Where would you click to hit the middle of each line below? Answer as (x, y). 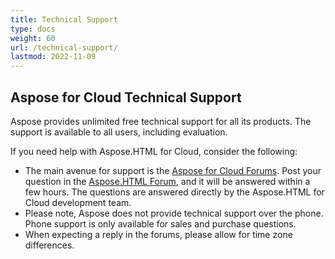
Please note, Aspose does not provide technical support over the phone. (174, 213)
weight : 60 (33, 38)
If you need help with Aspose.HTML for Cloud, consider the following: (154, 151)
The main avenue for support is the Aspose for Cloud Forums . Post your (173, 170)
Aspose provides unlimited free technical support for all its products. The (161, 121)
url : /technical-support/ (64, 47)
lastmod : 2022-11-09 (53, 57)
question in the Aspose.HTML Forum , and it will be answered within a (167, 181)
